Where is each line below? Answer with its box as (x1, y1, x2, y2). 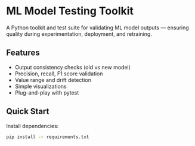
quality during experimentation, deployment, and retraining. (6, 30, 152, 37)
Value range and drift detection (14, 76, 91, 83)
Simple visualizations (14, 83, 67, 90)
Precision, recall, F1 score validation (14, 70, 103, 77)
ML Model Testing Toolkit (6, 4, 134, 18)
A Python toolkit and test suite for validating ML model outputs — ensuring (6, 24, 189, 31)
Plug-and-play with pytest (14, 89, 79, 96)
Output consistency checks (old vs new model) (14, 63, 131, 71)
